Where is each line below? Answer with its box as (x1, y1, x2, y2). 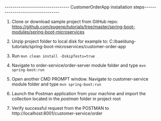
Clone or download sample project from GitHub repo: (11, 19, 118, 24)
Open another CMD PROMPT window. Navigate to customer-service (11, 76, 149, 82)
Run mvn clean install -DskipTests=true (11, 53, 95, 59)
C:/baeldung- (109, 38, 136, 44)
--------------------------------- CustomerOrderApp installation (4, 4, 132, 10)
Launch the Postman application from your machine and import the (11, 91, 146, 96)
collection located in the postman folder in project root (11, 96, 121, 102)
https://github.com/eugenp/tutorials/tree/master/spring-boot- (11, 24, 136, 30)
